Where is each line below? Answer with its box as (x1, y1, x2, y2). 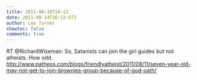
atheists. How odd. (6, 54, 53, 61)
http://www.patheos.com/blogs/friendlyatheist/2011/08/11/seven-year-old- (6, 61, 191, 68)
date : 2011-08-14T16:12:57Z (6, 14, 77, 20)
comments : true (6, 31, 45, 37)
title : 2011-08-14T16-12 (6, 8, 69, 15)
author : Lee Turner (6, 20, 55, 26)
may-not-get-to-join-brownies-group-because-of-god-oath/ (6, 67, 157, 74)
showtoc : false (6, 25, 45, 32)
